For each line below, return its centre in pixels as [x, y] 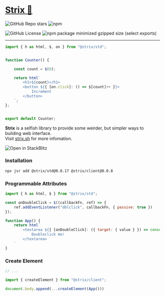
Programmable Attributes [36, 183]
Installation [19, 161]
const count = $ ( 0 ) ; [35, 69]
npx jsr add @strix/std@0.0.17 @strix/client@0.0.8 [59, 171]
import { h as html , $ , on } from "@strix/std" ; [56, 47]
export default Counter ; [30, 118]
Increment [41, 92]
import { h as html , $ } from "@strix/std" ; [51, 194]
